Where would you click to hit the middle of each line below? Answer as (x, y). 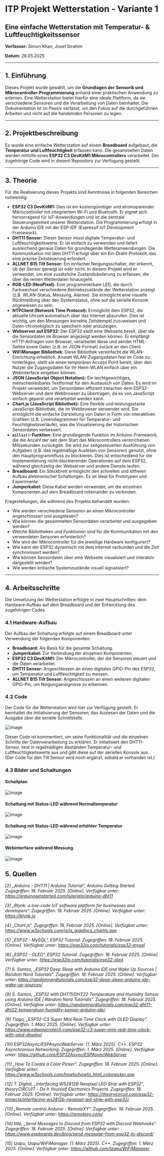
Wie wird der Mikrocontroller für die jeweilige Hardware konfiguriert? (81, 542)
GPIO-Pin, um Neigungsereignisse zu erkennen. (60, 684)
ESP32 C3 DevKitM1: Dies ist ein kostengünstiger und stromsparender (83, 207)
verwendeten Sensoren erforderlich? (49, 537)
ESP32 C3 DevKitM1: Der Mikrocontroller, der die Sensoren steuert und (84, 658)
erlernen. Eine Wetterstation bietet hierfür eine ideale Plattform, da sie (75, 98)
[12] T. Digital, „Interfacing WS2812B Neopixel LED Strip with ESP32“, (75, 1084)
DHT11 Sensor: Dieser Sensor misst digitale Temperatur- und (73, 238)
